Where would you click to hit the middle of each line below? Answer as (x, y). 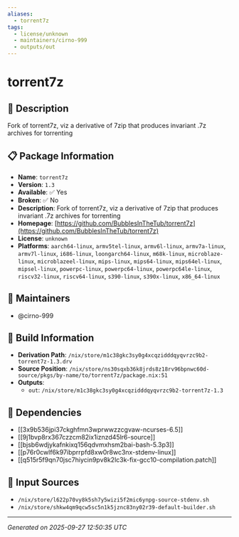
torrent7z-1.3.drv (45, 362)
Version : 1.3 (36, 184)
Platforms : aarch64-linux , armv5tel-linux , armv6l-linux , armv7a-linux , (122, 245)
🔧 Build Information (51, 338)
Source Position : (42, 369)
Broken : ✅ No (38, 200)
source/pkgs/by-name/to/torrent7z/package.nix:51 (93, 376)
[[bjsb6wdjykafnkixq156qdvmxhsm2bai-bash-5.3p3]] (96, 445)
